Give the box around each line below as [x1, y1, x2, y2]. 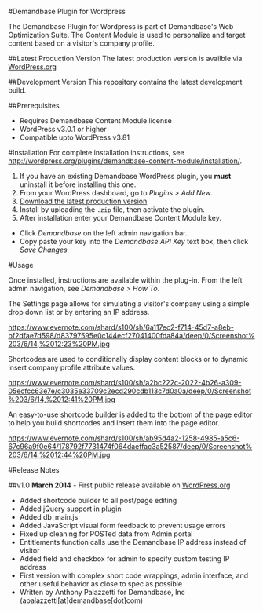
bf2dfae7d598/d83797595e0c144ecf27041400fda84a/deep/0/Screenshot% [8, 331, 255, 340]
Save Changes [19, 245, 68, 254]
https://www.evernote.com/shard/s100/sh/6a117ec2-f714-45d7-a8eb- [8, 323, 234, 332]
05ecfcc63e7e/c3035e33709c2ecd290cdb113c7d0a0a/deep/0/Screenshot [8, 386, 251, 396]
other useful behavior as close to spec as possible [19, 579, 183, 588]
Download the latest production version [19, 196, 148, 206]
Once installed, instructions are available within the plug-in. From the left [8, 275, 243, 285]
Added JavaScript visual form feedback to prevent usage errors [19, 521, 226, 530]
